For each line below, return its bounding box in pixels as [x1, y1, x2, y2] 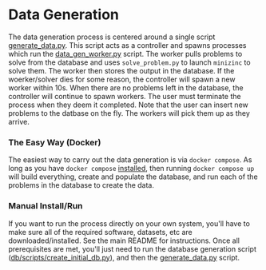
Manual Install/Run [8, 201, 83, 212]
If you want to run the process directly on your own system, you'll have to [8, 218, 250, 228]
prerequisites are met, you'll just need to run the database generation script [8, 244, 257, 253]
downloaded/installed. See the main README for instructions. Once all [8, 236, 240, 245]
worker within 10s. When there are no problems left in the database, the [8, 82, 244, 93]
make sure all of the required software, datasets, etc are [8, 227, 193, 236]
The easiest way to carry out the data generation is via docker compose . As [8, 155, 252, 165]
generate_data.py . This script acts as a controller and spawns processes [8, 40, 247, 50]
